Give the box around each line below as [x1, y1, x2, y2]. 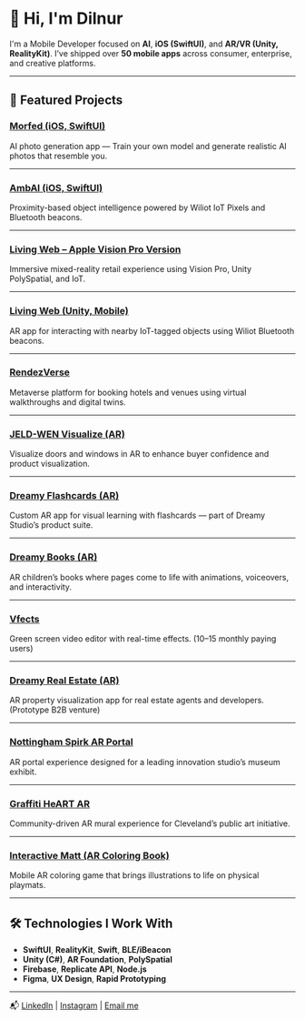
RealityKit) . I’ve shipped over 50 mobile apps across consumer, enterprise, [9, 47, 292, 58]
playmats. [9, 880, 46, 891]
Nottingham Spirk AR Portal [9, 736, 133, 749]
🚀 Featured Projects [9, 93, 123, 108]
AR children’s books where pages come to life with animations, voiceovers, [9, 571, 289, 582]
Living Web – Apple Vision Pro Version [9, 243, 182, 256]
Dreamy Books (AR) [9, 550, 98, 563]
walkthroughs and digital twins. [9, 396, 126, 408]
